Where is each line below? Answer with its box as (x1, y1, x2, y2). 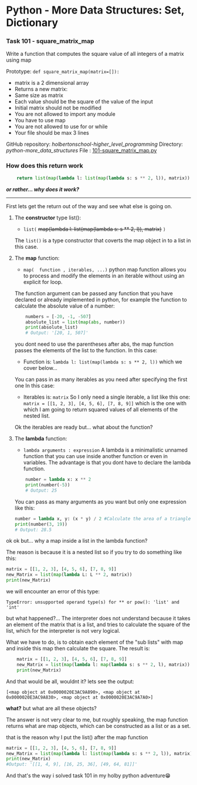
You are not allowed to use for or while (14, 123, 108, 130)
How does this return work (6, 162, 83, 170)
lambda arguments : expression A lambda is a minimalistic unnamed (23, 446, 188, 453)
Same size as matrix (14, 92, 63, 99)
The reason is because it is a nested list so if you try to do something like (6, 549, 182, 556)
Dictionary (6, 16, 59, 29)
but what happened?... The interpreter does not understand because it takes (6, 615, 191, 622)
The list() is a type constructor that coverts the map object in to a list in (14, 236, 191, 244)
